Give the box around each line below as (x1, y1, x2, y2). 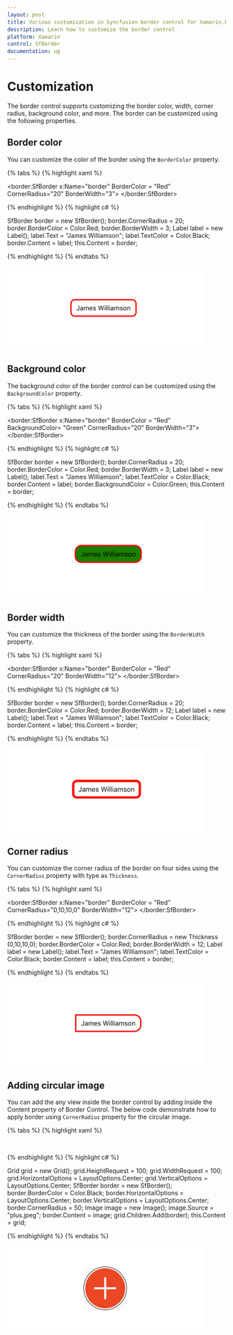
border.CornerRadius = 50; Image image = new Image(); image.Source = (7, 1204, 214, 1212)
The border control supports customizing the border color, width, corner (7, 102, 214, 110)
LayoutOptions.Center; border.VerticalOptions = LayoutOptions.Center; (7, 1197, 209, 1204)
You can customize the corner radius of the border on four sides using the (7, 864, 219, 872)
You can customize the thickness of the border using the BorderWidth (7, 630, 205, 639)
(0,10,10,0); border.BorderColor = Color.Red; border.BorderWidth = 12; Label (7, 940, 223, 949)
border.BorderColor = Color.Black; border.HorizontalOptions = (7, 1189, 184, 1197)
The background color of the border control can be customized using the (7, 381, 216, 390)
